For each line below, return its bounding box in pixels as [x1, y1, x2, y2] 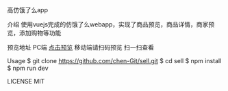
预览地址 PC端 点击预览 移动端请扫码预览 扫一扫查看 [7, 43, 154, 51]
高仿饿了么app [7, 6, 49, 14]
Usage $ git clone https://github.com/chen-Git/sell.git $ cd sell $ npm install [7, 57, 222, 65]
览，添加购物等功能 [7, 29, 62, 37]
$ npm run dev [7, 64, 49, 72]
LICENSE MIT [7, 77, 45, 85]
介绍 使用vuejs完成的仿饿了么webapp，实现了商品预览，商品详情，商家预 [7, 20, 215, 29]
